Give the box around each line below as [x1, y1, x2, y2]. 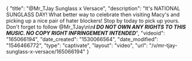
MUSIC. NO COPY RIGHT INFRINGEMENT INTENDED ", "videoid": [6, 30, 165, 37]
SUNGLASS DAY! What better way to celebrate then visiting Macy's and [6, 11, 180, 18]
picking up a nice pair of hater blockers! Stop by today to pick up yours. [6, 17, 180, 24]
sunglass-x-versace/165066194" [6, 48, 85, 55]
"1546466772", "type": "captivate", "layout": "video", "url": [6, 42, 148, 49]
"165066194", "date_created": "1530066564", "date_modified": [6, 36, 159, 42]
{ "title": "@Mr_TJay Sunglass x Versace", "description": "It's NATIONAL [6, 5, 181, 12]
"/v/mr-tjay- [149, 42, 178, 49]
